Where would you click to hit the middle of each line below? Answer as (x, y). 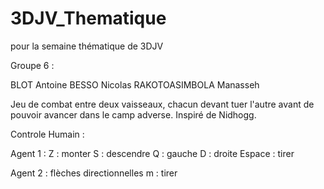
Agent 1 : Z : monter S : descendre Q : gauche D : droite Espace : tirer (152, 153)
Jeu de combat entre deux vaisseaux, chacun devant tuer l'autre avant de (162, 104)
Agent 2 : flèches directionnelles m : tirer (94, 173)
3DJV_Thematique (88, 18)
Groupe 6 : (32, 65)
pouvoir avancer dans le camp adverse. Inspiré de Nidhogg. (133, 114)
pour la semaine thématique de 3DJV (87, 46)
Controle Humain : (47, 134)
